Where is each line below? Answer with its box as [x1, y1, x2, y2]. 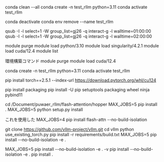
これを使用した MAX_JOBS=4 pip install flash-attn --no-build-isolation [5, 117, 147, 122]
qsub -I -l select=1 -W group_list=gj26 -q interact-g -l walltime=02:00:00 [5, 34, 152, 39]
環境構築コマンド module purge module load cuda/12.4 [5, 58, 116, 64]
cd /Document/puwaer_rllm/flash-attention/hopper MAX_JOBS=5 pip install [5, 101, 158, 107]
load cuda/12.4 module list [5, 48, 59, 54]
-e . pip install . [23, 151, 53, 157]
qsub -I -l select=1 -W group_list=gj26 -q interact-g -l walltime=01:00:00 [5, 28, 151, 34]
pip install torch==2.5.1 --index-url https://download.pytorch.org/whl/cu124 [5, 78, 157, 83]
